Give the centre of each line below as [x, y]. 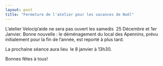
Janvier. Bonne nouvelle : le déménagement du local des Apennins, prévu [82, 34]
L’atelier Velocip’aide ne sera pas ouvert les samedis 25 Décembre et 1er [81, 28]
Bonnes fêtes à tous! [26, 58]
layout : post [19, 10]
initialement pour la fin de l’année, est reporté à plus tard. [65, 39]
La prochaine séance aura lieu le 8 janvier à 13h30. [59, 49]
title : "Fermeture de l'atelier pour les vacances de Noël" [70, 14]
